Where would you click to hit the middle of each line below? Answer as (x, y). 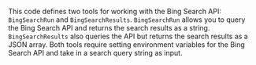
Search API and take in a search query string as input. (95, 53)
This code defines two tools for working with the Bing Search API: (115, 11)
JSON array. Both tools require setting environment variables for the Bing (127, 45)
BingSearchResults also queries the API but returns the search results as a (128, 36)
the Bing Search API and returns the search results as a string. (109, 28)
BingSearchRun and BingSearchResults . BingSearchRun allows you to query (127, 20)
